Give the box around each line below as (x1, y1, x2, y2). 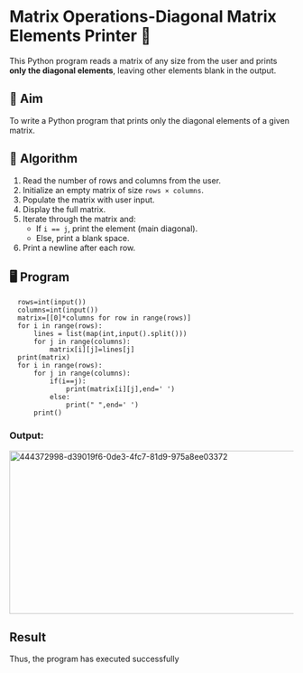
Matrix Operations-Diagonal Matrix (9, 6, 277, 27)
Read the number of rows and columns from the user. (22, 174, 222, 186)
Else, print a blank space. (35, 232, 130, 243)
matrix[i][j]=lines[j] (49, 345, 135, 354)
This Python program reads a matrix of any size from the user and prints (9, 55, 278, 66)
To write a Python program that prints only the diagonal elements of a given (9, 115, 290, 126)
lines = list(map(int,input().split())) (32, 330, 188, 339)
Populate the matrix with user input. (22, 194, 155, 205)
